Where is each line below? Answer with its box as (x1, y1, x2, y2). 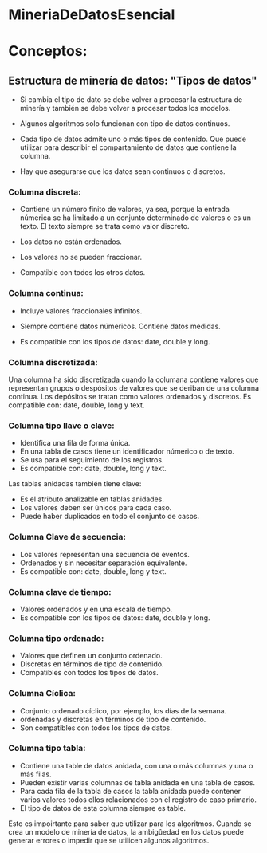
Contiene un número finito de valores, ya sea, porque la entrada (19, 205, 230, 214)
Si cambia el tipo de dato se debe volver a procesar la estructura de (19, 95, 243, 104)
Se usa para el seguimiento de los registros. (19, 455, 164, 465)
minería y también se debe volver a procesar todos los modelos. (19, 104, 231, 113)
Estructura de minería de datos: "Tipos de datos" (8, 73, 257, 87)
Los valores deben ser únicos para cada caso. (19, 503, 172, 513)
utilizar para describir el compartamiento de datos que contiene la (19, 143, 237, 152)
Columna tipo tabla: (8, 743, 86, 754)
